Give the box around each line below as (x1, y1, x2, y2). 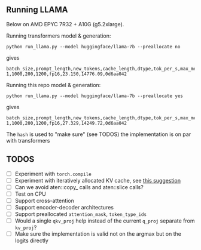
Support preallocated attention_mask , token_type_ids (14, 211, 147, 217)
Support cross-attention (14, 197, 75, 204)
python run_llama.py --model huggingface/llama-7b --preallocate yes (6, 92, 184, 99)
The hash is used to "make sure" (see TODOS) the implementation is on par (6, 131, 191, 138)
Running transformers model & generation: (6, 32, 111, 39)
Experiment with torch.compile (14, 170, 92, 177)
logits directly (14, 237, 49, 244)
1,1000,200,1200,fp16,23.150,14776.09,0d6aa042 (6, 71, 127, 77)
